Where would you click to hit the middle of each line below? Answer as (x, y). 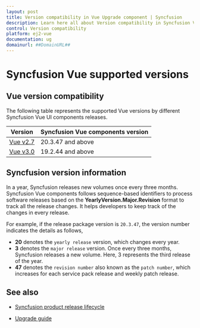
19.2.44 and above (67, 151)
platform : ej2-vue (29, 34)
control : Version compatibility (46, 28)
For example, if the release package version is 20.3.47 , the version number (98, 224)
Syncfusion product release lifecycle (60, 307)
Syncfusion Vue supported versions (98, 75)
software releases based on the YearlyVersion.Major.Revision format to (95, 200)
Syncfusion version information (66, 173)
